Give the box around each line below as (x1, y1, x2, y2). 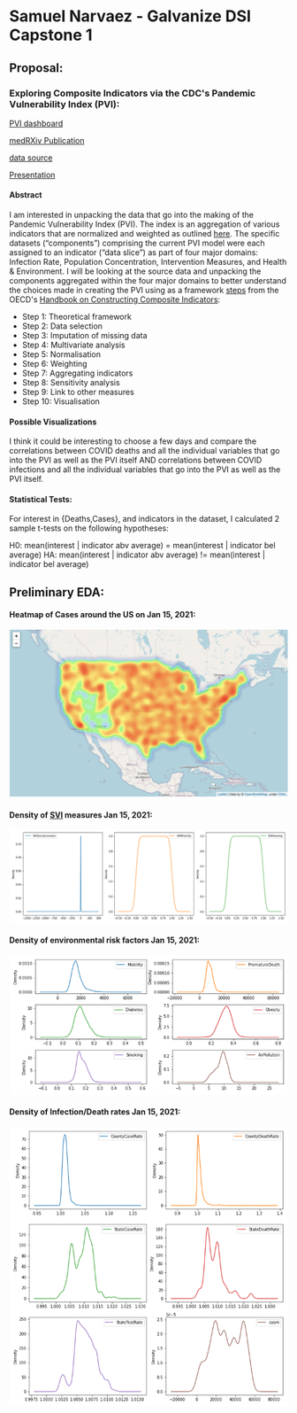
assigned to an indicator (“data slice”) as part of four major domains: (9, 247, 259, 258)
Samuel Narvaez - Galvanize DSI (9, 6, 252, 27)
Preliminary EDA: (9, 585, 104, 600)
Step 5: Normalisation (21, 349, 102, 360)
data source (9, 152, 53, 163)
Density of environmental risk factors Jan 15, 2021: (9, 935, 201, 945)
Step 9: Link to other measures (21, 387, 134, 398)
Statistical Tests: (9, 493, 72, 504)
